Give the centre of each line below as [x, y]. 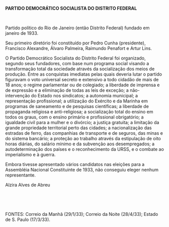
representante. [21, 175]
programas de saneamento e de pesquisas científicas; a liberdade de [77, 106]
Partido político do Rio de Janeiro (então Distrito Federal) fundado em [77, 28]
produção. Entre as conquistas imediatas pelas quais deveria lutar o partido [84, 74]
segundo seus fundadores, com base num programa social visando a [77, 63]
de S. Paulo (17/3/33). [28, 219]
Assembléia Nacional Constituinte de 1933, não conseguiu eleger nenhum [82, 170]
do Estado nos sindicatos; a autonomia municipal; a [84, 96]
